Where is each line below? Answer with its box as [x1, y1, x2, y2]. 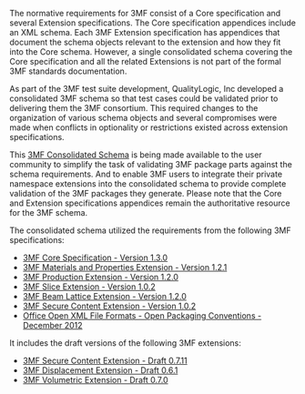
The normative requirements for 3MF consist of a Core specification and [9, 8, 281, 18]
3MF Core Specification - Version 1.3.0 [22, 252, 168, 263]
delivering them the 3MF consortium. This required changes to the [9, 103, 259, 113]
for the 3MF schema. [9, 207, 88, 217]
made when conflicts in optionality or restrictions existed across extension [9, 122, 289, 133]
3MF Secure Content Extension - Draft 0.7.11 [22, 355, 188, 366]
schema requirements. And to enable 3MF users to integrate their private [9, 168, 283, 179]
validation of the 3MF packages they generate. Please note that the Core [9, 188, 282, 198]
